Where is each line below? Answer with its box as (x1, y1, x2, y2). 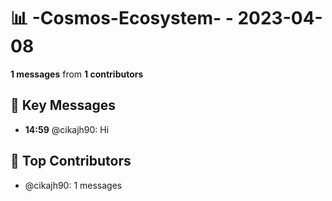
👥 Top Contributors (10, 153, 132, 170)
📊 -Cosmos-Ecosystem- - (10, 7, 234, 30)
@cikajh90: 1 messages (24, 179, 123, 191)
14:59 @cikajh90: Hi (24, 123, 110, 135)
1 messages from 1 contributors (10, 68, 144, 80)
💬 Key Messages (10, 97, 117, 114)
